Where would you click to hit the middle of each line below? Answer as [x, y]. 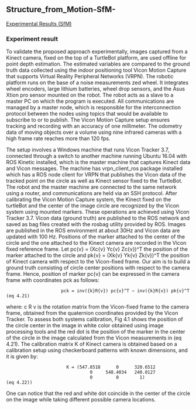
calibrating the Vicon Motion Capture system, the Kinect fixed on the [89, 200]
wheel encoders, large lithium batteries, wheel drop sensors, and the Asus [96, 89]
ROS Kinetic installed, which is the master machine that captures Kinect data [98, 162]
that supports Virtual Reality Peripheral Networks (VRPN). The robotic [90, 77]
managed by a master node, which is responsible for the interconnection [94, 108]
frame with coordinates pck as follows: [53, 280]
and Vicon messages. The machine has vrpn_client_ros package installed [94, 168]
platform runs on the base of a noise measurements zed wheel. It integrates [97, 83]
